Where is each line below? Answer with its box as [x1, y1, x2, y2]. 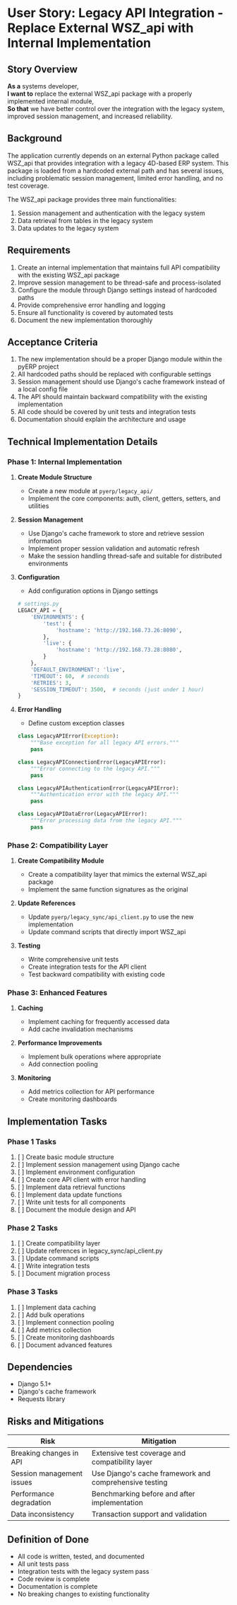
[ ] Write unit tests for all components [17, 1198, 126, 1207]
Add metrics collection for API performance [28, 1088, 155, 1096]
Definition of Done [7, 1534, 90, 1546]
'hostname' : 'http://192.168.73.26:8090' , [55, 626, 183, 634]
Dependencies [7, 1361, 73, 1374]
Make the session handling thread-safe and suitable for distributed [28, 552, 222, 560]
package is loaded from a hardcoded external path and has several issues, [7, 166, 224, 175]
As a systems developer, [7, 82, 79, 90]
